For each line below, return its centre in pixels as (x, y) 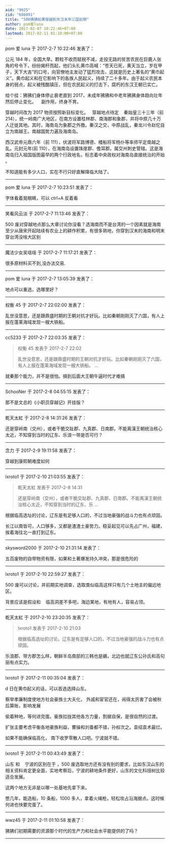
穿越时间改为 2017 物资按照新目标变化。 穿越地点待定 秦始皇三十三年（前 (84, 112)
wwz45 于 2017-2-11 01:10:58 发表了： (45, 820)
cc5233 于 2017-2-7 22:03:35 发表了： (46, 337)
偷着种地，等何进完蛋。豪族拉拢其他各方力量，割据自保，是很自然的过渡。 (83, 716)
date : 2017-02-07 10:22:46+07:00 (40, 29)
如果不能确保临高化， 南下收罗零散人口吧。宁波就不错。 (63, 738)
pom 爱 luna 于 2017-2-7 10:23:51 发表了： (49, 187)
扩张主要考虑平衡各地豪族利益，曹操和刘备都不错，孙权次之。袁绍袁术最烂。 (85, 727)
